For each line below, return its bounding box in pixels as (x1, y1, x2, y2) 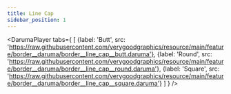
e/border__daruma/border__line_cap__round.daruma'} (7, 64, 160, 73)
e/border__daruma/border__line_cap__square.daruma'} (7, 79, 162, 87)
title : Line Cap (7, 10, 54, 17)
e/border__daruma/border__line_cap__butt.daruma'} (7, 49, 154, 58)
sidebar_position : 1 (7, 16, 67, 23)
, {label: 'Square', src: (159, 64, 220, 73)
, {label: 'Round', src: (154, 49, 212, 58)
